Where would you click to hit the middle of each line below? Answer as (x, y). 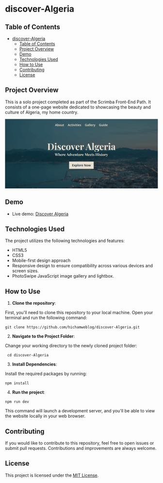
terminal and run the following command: (46, 318)
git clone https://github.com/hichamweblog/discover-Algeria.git (72, 327)
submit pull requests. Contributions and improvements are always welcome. (81, 448)
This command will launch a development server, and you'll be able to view (80, 411)
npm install (17, 383)
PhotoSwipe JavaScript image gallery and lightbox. (63, 276)
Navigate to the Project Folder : (43, 336)
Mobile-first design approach (41, 260)
